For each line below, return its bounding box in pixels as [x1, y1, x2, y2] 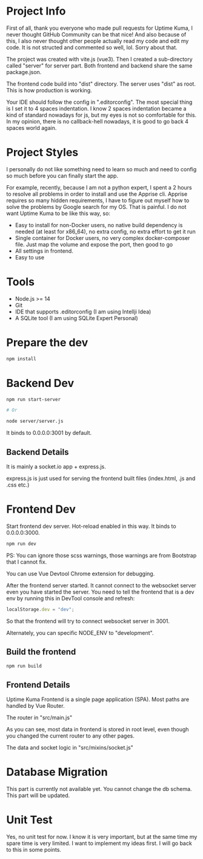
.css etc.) [6, 481, 30, 488]
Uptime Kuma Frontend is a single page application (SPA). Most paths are [6, 696, 190, 703]
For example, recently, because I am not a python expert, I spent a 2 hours [6, 183, 192, 191]
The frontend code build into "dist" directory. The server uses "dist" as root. [6, 80, 196, 87]
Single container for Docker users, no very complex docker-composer [15, 234, 190, 241]
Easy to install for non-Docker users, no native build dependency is [15, 221, 183, 228]
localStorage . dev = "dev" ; [6, 606, 75, 612]
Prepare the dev [6, 336, 88, 349]
